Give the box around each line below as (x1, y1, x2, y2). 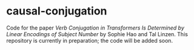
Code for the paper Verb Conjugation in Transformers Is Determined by (6, 24, 185, 31)
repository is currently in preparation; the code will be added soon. (6, 37, 173, 44)
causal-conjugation (6, 4, 107, 18)
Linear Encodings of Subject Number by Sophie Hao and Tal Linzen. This (6, 30, 188, 37)
